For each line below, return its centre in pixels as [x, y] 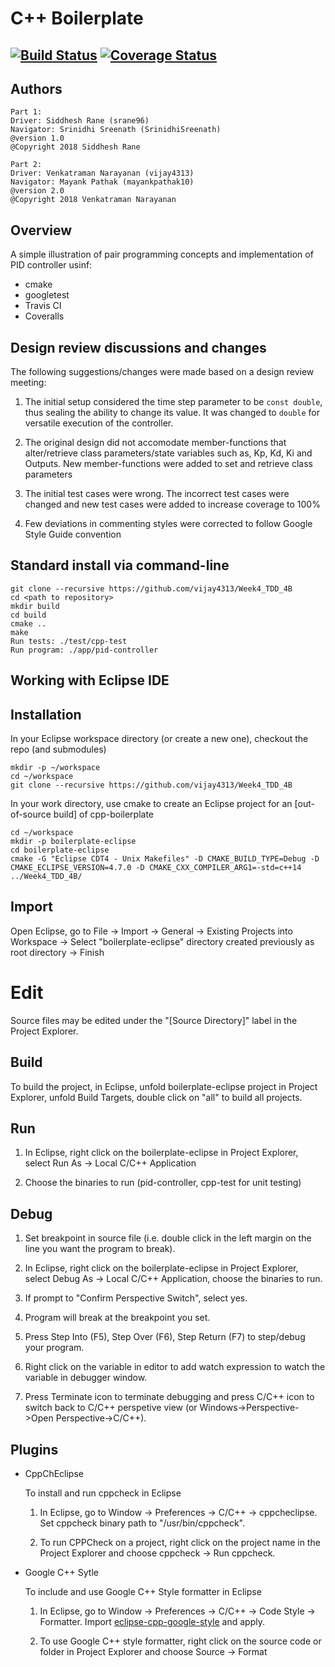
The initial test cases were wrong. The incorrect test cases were [157, 494]
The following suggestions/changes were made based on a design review [162, 372]
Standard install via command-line [120, 565]
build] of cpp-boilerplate [103, 814]
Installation [46, 714]
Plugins [34, 1449]
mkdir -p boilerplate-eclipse [73, 842]
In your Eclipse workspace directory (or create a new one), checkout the [159, 739]
